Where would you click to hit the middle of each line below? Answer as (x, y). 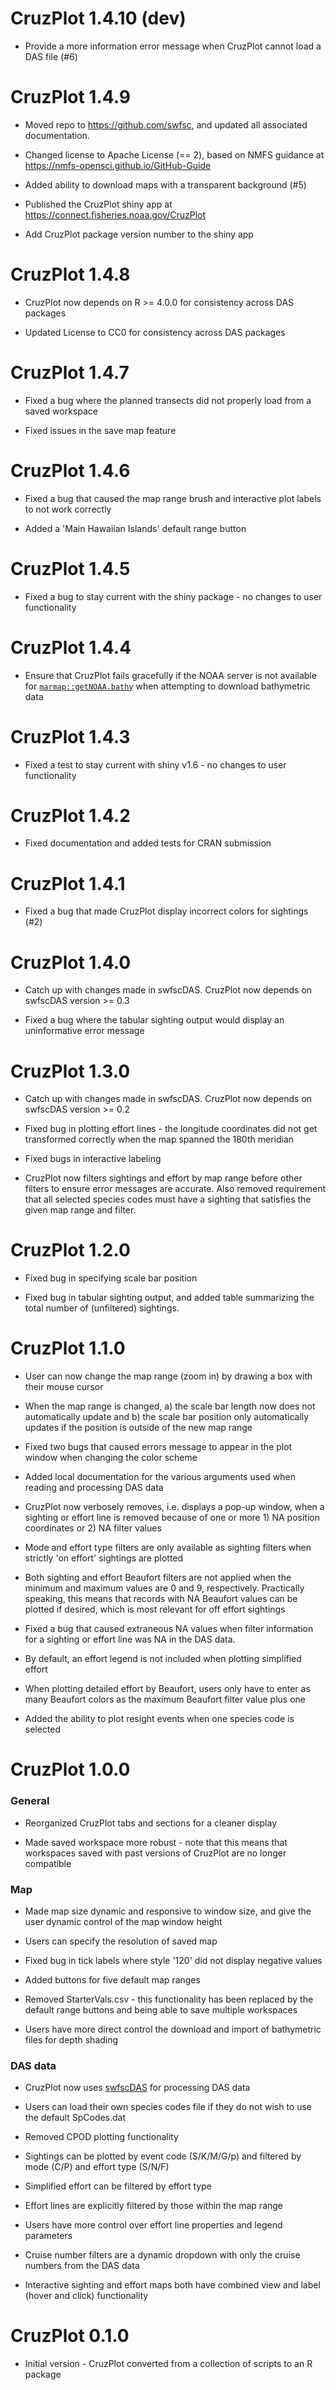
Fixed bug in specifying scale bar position (111, 1278)
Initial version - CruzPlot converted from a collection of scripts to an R (168, 2364)
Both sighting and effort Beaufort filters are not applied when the (158, 1578)
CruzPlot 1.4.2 (70, 815)
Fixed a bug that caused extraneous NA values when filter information (169, 1629)
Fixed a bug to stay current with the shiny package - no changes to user (173, 596)
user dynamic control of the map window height (123, 1921)
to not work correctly (68, 509)
